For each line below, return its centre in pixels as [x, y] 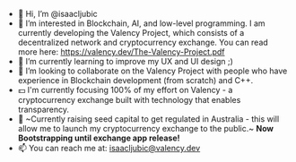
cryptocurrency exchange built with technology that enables [129, 100]
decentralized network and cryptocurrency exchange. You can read [143, 42]
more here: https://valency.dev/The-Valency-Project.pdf [122, 52]
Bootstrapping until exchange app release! [99, 138]
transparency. [44, 109]
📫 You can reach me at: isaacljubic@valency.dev [109, 148]
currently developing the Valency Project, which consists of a [131, 33]
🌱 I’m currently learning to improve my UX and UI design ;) [125, 61]
